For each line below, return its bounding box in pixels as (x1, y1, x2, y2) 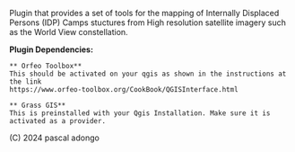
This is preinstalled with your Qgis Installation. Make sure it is (9, 109, 271, 118)
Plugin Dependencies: (9, 44, 94, 55)
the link (9, 77, 42, 86)
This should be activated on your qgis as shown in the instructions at (9, 69, 287, 78)
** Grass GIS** (9, 101, 66, 110)
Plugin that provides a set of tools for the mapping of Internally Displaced (9, 8, 280, 18)
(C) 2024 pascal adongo (9, 132, 100, 143)
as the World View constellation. (9, 27, 128, 37)
